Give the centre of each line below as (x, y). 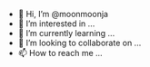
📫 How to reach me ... (60, 53)
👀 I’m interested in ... (56, 24)
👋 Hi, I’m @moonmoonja (63, 14)
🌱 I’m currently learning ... (66, 33)
